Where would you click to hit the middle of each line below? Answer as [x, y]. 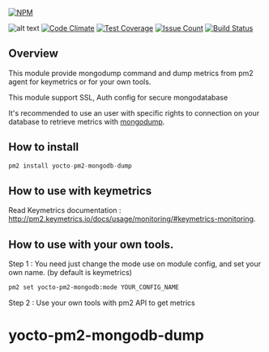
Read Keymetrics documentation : [65, 210]
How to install [44, 147]
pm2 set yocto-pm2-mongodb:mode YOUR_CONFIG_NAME [94, 287]
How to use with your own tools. [91, 244]
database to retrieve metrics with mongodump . [87, 121]
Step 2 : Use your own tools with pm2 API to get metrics [102, 303]
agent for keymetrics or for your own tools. [80, 82]
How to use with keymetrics [80, 191]
